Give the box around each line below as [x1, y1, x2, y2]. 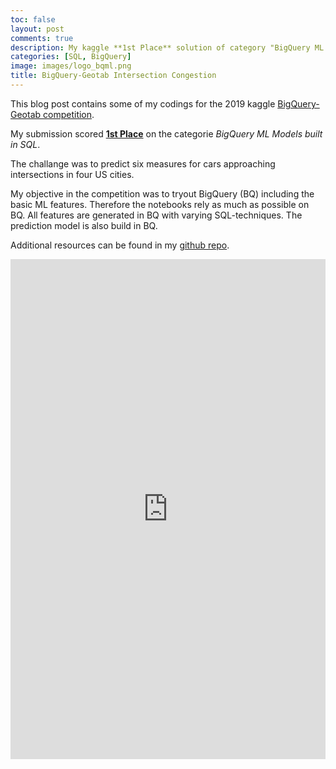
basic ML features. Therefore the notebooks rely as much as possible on [10, 198, 310, 210]
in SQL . [10, 138, 41, 150]
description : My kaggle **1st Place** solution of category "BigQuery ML [10, 42, 325, 53]
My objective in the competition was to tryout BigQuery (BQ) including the [10, 187, 315, 200]
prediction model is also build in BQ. [10, 219, 158, 231]
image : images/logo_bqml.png [10, 61, 132, 71]
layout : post [10, 24, 65, 34]
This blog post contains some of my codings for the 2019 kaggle [10, 97, 276, 110]
